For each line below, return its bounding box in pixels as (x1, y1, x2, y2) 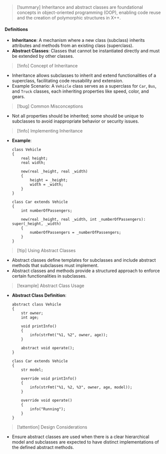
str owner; (21, 311, 44, 316)
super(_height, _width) (11, 221, 62, 226)
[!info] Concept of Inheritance (16, 63, 78, 69)
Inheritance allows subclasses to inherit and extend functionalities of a (11, 72, 157, 79)
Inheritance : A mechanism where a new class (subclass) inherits (11, 37, 145, 43)
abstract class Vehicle (11, 302, 62, 307)
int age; (21, 315, 39, 320)
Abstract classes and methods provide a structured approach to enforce (11, 268, 160, 274)
